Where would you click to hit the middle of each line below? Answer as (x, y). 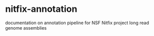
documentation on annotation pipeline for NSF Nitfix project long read (77, 23)
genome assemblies (26, 28)
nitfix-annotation (41, 9)
